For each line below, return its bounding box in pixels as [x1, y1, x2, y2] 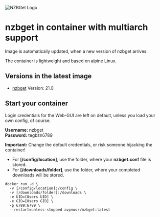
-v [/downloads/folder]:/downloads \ [9, 190, 87, 195]
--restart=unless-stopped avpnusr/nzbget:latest [9, 207, 111, 212]
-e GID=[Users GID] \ [9, 198, 54, 203]
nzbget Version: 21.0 [12, 85, 54, 91]
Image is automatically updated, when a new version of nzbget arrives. [5, 48, 148, 54]
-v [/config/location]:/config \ [9, 186, 78, 191]
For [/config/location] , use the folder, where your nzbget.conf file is [12, 156, 151, 162]
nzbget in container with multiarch [5, 22, 148, 33]
